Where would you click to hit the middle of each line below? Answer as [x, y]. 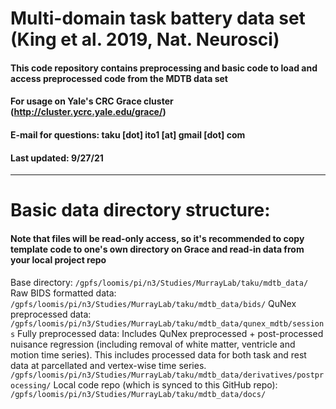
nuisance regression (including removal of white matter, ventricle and [153, 344]
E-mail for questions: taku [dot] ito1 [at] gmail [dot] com [128, 134]
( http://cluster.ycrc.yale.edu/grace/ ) [88, 112]
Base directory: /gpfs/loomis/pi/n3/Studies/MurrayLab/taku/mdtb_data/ [159, 282]
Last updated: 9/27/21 [57, 158]
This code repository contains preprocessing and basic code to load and [164, 68]
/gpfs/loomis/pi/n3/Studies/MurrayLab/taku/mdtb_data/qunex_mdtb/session [167, 323]
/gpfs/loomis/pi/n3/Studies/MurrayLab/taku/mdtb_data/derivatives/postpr [167, 375]
